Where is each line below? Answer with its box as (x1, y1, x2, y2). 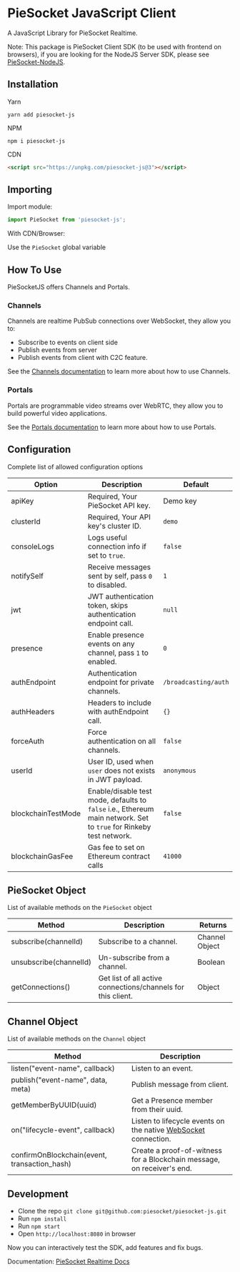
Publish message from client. (131, 1080, 229, 1090)
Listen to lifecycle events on (131, 1116, 225, 1126)
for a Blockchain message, (131, 1155, 220, 1165)
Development (7, 1188, 69, 1200)
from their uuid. (131, 1105, 184, 1115)
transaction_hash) (11, 1159, 71, 1169)
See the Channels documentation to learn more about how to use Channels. (7, 367, 231, 376)
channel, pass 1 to (87, 648, 149, 658)
